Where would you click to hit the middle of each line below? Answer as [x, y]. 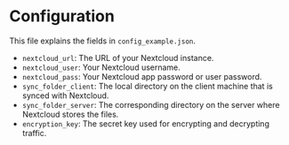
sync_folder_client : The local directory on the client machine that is [147, 86]
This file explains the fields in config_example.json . [103, 41]
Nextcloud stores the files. [70, 114]
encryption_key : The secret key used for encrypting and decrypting [145, 123]
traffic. [34, 133]
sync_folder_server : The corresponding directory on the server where [151, 104]
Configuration [62, 16]
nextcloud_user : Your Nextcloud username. [101, 67]
